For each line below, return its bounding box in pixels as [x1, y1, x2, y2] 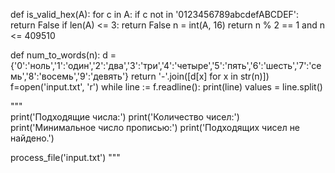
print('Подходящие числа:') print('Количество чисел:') [10, 111, 240, 123]
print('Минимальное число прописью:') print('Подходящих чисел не [10, 122, 301, 133]
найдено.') [10, 132, 55, 144]
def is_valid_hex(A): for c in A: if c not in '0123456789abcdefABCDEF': [10, 9, 300, 20]
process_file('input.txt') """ [10, 152, 121, 163]
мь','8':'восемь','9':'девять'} [10, 70, 130, 82]
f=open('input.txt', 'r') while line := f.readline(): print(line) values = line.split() [10, 81, 323, 93]
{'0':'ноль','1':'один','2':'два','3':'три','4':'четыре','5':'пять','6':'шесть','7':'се [10, 60, 322, 71]
